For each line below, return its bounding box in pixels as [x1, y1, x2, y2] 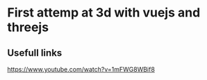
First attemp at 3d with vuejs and [7, 5, 201, 21]
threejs [7, 19, 49, 35]
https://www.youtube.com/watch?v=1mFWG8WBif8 [7, 66, 155, 73]
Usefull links [7, 47, 63, 59]
